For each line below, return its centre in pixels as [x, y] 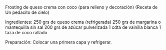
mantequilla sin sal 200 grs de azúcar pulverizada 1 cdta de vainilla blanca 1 [83, 27]
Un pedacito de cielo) [27, 12]
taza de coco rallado [26, 32]
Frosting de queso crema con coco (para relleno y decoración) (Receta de [81, 7]
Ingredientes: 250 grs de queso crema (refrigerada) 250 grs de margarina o [83, 22]
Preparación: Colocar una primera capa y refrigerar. [58, 42]
